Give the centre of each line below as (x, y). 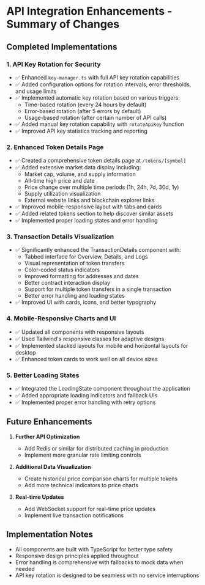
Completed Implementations (62, 47)
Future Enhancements (50, 422)
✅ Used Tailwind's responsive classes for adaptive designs (90, 339)
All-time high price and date (59, 181)
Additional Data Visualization (53, 466)
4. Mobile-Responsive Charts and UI (61, 318)
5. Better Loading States (43, 375)
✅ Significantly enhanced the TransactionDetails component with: (98, 250)
